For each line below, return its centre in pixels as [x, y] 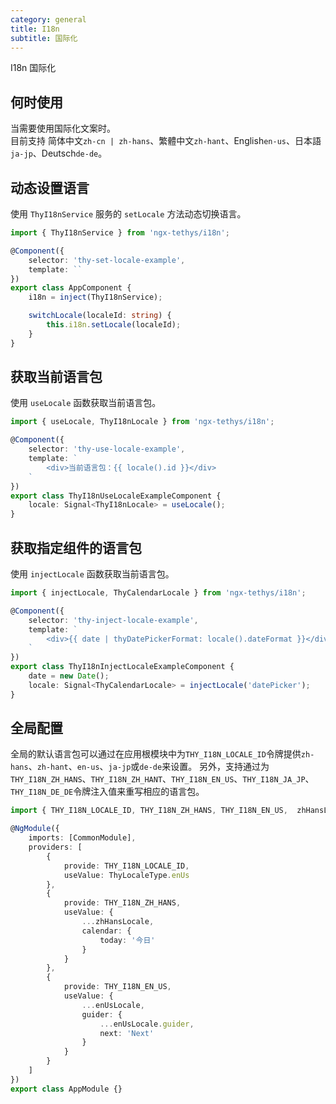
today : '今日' [127, 940]
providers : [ [55, 847]
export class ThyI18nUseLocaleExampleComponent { [116, 496]
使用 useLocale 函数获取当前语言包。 [86, 403]
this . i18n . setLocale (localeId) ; [114, 325]
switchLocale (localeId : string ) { [100, 316]
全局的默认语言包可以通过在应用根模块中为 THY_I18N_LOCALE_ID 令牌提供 [156, 754]
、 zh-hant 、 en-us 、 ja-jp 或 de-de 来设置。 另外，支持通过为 [149, 767]
